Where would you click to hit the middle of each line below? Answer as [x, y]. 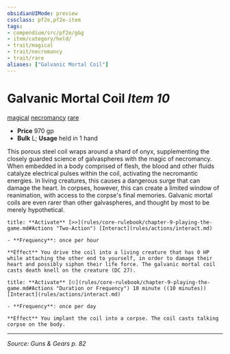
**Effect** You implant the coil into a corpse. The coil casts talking [113, 318]
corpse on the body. [37, 324]
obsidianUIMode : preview [42, 13]
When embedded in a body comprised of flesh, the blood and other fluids [111, 166]
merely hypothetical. [36, 209]
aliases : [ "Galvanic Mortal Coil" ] [58, 64]
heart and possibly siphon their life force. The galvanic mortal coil [111, 264]
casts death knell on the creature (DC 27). [72, 270]
